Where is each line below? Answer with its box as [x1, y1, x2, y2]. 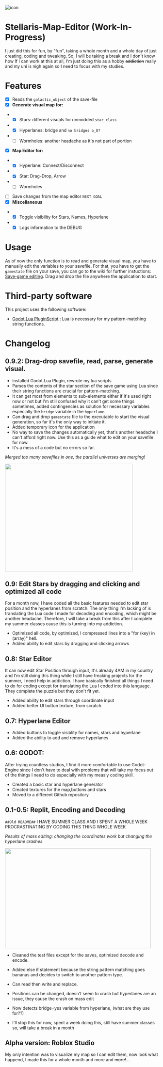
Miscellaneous [12, 199, 43, 205]
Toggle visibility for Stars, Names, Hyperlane [19, 214, 109, 220]
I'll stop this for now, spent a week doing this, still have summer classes [12, 1019, 155, 1025]
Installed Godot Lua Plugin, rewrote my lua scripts [12, 377, 112, 383]
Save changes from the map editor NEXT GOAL [12, 194, 102, 199]
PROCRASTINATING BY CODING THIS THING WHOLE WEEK [5, 824, 126, 829]
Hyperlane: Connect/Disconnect [19, 162, 84, 168]
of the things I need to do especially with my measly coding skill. [5, 772, 134, 778]
